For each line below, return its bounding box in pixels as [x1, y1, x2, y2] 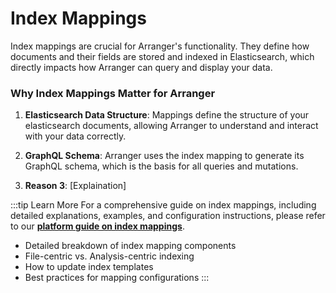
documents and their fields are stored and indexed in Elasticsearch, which [10, 50, 315, 62]
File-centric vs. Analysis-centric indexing [24, 250, 195, 262]
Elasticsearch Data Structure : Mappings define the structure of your [24, 109, 310, 121]
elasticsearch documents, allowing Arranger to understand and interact [24, 120, 319, 132]
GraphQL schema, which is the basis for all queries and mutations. [24, 160, 299, 172]
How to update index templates [24, 261, 154, 273]
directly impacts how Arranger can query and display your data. [10, 61, 273, 73]
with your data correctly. [24, 130, 127, 142]
